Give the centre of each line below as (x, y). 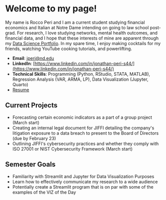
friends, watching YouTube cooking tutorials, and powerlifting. (69, 49)
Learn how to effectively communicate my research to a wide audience (85, 182)
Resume (21, 90)
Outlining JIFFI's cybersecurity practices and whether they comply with (85, 144)
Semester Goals (30, 165)
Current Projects (31, 105)
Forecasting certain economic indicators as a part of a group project (82, 117)
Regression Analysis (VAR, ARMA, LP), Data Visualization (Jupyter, (80, 79)
